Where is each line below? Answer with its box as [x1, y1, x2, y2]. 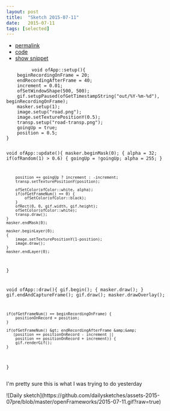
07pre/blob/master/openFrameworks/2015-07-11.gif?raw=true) [6, 398, 161, 406]
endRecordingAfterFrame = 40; [17, 77, 93, 84]
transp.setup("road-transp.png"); [17, 119, 103, 126]
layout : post [6, 8, 39, 15]
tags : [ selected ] [6, 25, 50, 32]
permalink [14, 42, 40, 49]
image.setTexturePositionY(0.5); [17, 115, 101, 121]
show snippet [14, 55, 49, 62]
